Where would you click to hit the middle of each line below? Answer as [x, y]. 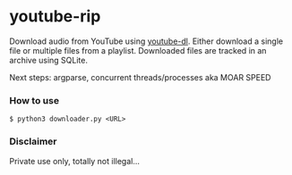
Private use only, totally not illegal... [75, 161]
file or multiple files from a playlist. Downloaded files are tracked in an [138, 50]
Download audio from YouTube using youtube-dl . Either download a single [146, 41]
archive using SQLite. [48, 60]
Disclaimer [33, 142]
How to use [34, 100]
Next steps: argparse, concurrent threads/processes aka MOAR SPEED [140, 77]
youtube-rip [55, 17]
